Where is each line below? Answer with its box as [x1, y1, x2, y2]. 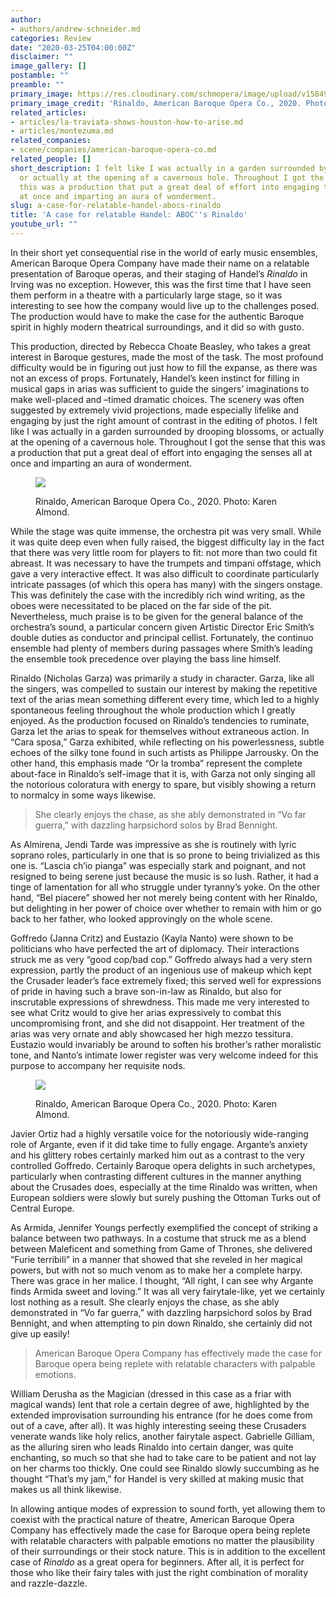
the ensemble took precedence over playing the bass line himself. [10, 652, 282, 665]
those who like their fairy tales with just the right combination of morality [10, 1566, 309, 1578]
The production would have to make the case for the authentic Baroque [10, 310, 305, 322]
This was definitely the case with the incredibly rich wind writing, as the [10, 589, 306, 601]
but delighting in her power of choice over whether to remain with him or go [10, 902, 322, 914]
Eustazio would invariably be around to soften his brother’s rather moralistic [10, 1038, 322, 1050]
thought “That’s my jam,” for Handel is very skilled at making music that [10, 1472, 305, 1485]
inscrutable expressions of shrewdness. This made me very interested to [10, 996, 310, 1008]
